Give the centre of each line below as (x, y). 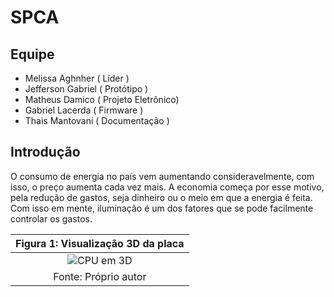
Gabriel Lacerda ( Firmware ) (84, 110)
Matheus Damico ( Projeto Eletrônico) (102, 99)
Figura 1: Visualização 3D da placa (100, 243)
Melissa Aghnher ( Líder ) (77, 78)
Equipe (32, 54)
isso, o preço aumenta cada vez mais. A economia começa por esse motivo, (167, 187)
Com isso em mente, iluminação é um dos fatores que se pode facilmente (162, 208)
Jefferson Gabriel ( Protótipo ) (86, 89)
